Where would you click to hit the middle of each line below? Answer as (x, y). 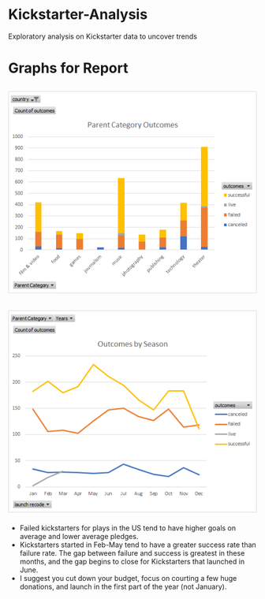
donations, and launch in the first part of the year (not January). (123, 586)
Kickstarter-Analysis (78, 15)
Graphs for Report (68, 68)
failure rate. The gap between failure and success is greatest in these (132, 552)
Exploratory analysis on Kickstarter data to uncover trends (103, 36)
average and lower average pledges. (79, 536)
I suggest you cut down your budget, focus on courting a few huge (128, 578)
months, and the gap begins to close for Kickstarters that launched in (132, 561)
